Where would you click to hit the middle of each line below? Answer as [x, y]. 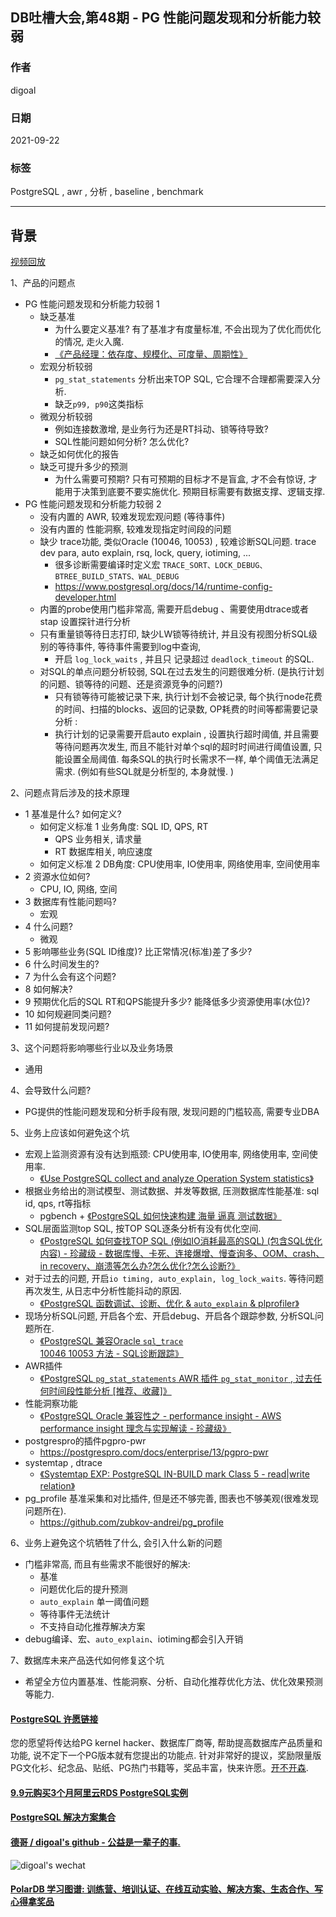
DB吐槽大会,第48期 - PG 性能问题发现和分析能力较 [166, 18]
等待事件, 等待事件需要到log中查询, [129, 647]
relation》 [57, 1486]
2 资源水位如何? [57, 877]
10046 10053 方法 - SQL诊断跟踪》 [111, 1354]
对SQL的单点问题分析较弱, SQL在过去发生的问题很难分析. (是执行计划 [182, 672]
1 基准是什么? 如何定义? [73, 814]
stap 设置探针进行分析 [85, 622]
